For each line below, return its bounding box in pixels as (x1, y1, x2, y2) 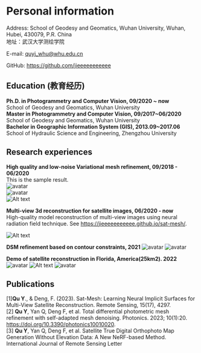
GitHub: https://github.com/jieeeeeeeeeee (6, 62, 112, 69)
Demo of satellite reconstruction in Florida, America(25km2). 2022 (6, 255, 177, 262)
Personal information (6, 4, 115, 18)
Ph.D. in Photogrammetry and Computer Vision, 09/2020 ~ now (6, 97, 170, 104)
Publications (6, 279, 55, 289)
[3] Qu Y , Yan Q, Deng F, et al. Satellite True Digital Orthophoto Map (6, 327, 175, 334)
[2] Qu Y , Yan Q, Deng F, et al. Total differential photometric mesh (6, 308, 170, 315)
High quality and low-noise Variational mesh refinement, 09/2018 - (6, 163, 178, 170)
